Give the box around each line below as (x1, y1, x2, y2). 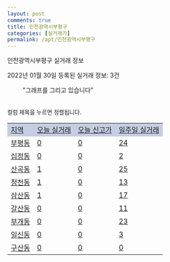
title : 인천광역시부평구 (7, 23, 68, 30)
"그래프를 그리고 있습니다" (22, 86, 94, 94)
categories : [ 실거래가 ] (7, 29, 71, 37)
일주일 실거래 (118, 125, 160, 135)
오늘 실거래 (37, 125, 72, 135)
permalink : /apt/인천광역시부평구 (7, 36, 96, 43)
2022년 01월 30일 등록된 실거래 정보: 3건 (7, 71, 120, 80)
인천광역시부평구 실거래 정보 (7, 57, 84, 65)
